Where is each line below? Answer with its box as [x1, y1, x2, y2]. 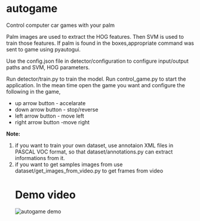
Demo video [14, 188, 76, 202]
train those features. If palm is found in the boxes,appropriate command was [6, 39, 194, 47]
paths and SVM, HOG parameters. [6, 63, 90, 70]
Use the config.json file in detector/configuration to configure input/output [6, 57, 189, 65]
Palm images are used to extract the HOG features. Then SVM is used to [6, 33, 184, 40]
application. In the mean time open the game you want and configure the [6, 81, 185, 88]
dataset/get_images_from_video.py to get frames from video [14, 167, 164, 174]
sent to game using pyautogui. [6, 45, 81, 53]
